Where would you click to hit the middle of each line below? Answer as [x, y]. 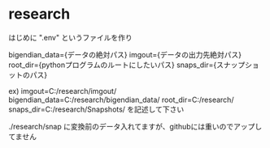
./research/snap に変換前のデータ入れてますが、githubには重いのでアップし [135, 126]
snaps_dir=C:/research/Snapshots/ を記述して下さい [96, 109]
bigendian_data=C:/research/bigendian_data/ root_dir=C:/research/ [121, 99]
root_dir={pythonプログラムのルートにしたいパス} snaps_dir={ [113, 65]
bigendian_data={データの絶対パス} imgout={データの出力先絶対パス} [125, 54]
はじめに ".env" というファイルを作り [70, 37]
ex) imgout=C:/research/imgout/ [63, 91]
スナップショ [237, 65]
